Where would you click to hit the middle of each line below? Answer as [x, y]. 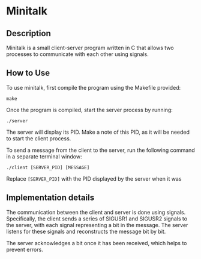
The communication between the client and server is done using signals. [96, 212]
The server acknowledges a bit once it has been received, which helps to [97, 243]
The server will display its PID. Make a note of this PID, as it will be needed [98, 132]
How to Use [28, 73]
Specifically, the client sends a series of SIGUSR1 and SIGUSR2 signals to [97, 219]
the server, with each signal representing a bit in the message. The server [97, 225]
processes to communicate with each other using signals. [77, 54]
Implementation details [50, 198]
